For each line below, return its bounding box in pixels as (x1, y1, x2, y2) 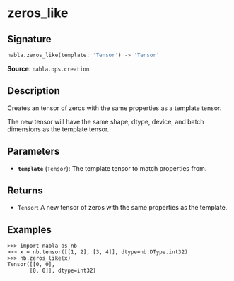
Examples (7, 224, 52, 236)
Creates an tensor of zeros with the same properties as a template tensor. (7, 104, 222, 112)
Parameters (7, 145, 60, 157)
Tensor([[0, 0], (7, 261, 55, 268)
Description (7, 85, 60, 97)
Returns (7, 184, 44, 196)
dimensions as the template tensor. (7, 125, 110, 133)
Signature (7, 33, 52, 45)
